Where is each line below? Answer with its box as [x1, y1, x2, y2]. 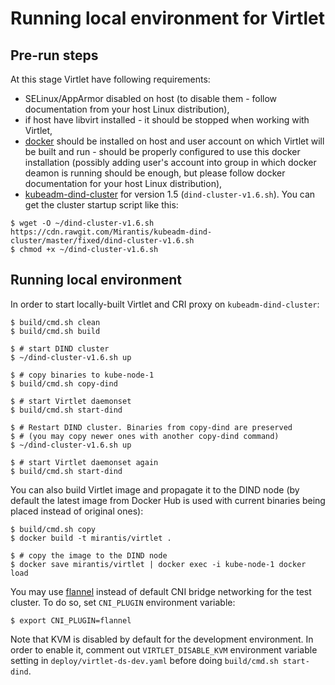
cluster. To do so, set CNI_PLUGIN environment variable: [10, 596, 236, 608]
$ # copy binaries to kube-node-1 [10, 370, 155, 380]
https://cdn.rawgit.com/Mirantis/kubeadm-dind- [10, 227, 213, 237]
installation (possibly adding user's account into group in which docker [24, 157, 317, 168]
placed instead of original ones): [10, 505, 144, 517]
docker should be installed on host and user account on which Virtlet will [24, 135, 325, 147]
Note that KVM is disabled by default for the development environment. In [10, 633, 314, 645]
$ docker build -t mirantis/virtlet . [10, 533, 172, 543]
